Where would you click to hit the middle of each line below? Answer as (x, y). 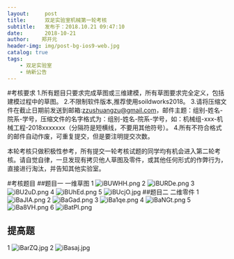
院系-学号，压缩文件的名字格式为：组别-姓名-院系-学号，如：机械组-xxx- (112, 118)
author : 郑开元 (32, 40)
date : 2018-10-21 (42, 33)
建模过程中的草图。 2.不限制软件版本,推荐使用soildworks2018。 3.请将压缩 (114, 101)
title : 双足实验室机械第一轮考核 (57, 20)
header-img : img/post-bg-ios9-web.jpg (63, 46)
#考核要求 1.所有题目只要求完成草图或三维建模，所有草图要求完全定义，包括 (116, 93)
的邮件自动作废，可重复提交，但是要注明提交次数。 (80, 136)
